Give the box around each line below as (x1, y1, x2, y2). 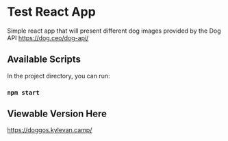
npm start (7, 89, 40, 96)
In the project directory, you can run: (7, 72, 110, 80)
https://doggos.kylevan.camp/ (7, 126, 92, 134)
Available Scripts (7, 54, 81, 65)
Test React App (7, 4, 96, 20)
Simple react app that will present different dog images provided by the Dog (7, 27, 221, 35)
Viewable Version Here (7, 108, 107, 120)
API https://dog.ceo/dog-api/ (7, 33, 89, 42)
